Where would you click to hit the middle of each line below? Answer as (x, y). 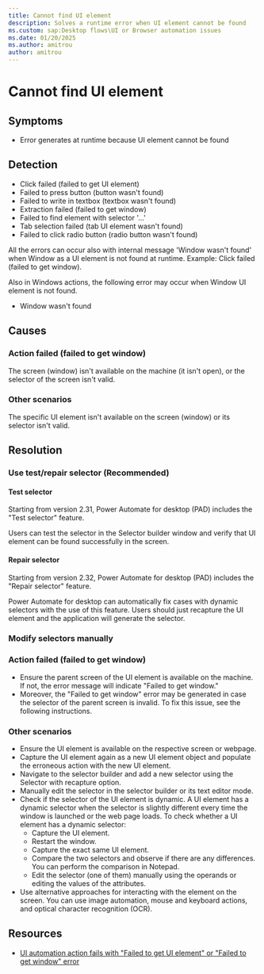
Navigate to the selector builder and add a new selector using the (126, 774)
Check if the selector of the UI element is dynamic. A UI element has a (134, 800)
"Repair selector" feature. (50, 586)
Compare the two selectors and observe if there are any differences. (143, 858)
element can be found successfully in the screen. (89, 542)
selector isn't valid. (39, 425)
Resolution (35, 450)
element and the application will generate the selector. (97, 618)
